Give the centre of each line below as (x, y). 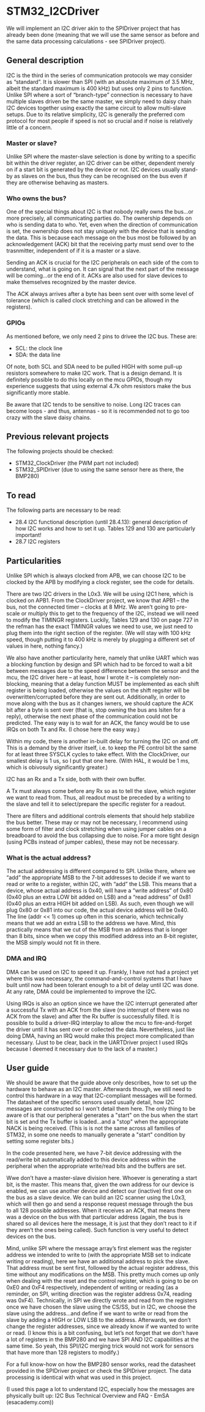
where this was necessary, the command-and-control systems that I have (99, 978)
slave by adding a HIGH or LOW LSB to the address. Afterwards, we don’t (99, 1320)
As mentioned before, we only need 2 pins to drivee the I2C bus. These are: (102, 336)
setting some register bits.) (40, 1141)
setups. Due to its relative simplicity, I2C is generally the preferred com (96, 114)
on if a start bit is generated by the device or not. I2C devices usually (93, 170)
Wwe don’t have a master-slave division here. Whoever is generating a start (102, 1178)
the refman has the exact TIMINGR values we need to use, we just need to (100, 626)
